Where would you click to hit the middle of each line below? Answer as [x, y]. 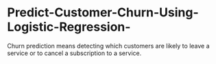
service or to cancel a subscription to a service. [74, 53]
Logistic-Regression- [69, 27]
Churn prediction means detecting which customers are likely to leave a [109, 46]
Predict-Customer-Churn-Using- [103, 13]
